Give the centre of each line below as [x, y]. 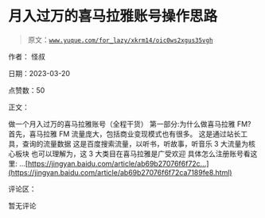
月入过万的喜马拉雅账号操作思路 [113, 16]
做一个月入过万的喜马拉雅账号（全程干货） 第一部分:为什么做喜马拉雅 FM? [130, 124]
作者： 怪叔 [27, 56]
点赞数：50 [27, 90]
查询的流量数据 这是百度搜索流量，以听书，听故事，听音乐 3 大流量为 [135, 143]
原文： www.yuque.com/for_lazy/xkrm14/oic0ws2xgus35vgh [120, 40]
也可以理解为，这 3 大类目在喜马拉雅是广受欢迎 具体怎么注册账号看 [140, 153]
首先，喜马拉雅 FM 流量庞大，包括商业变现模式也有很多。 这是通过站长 [125, 134]
